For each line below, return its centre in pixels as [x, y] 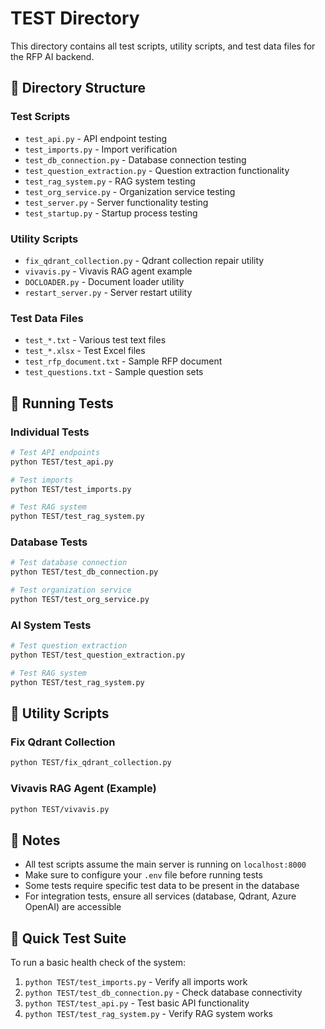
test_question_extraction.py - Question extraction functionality [157, 170]
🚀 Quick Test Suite [68, 938]
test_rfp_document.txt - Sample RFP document [123, 361]
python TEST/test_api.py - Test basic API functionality [137, 1003]
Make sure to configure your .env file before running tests [143, 875]
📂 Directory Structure [78, 88]
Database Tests [49, 542]
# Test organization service [71, 590]
